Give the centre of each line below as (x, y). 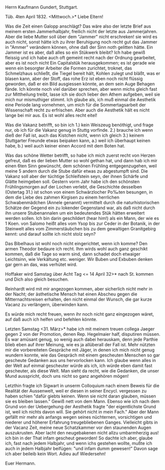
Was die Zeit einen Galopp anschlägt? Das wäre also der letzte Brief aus (78, 26)
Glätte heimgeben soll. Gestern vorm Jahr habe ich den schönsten (72, 181)
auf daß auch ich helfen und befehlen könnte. (51, 319)
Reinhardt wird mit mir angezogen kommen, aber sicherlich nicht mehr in (79, 289)
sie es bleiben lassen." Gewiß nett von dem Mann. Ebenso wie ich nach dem (82, 401)
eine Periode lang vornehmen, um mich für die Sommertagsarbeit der (76, 105)
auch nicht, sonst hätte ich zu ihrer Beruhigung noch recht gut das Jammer (81, 42)
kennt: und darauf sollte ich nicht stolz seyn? (50, 234)
